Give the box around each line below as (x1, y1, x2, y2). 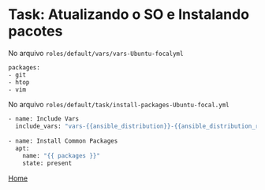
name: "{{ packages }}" (22, 151, 101, 159)
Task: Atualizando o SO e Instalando (8, 6, 250, 24)
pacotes (8, 22, 63, 40)
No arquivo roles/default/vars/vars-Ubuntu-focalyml (8, 48, 184, 58)
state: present (22, 159, 73, 167)
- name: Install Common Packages (8, 137, 118, 145)
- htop (8, 78, 30, 86)
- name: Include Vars (8, 115, 80, 123)
